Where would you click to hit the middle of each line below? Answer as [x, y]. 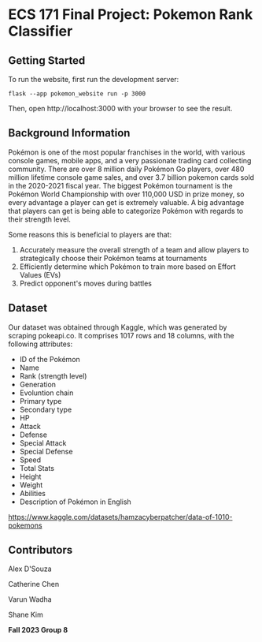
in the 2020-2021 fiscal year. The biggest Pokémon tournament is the [121, 185]
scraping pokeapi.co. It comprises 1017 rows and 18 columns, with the [121, 335]
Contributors [41, 550]
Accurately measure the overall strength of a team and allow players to [134, 249]
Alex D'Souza [30, 569]
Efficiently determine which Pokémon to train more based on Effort [127, 267]
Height [30, 476]
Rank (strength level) [53, 375]
